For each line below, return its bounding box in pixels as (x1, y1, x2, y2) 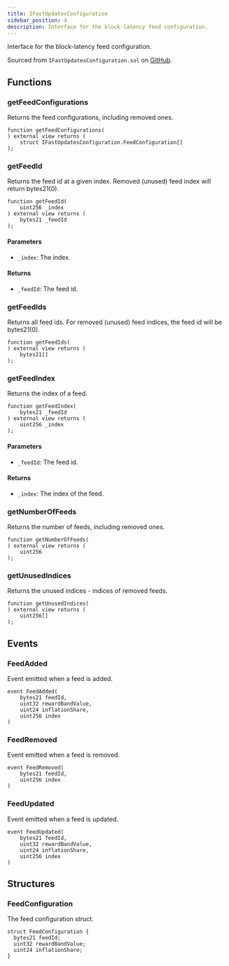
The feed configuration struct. (7, 915, 94, 923)
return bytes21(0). (7, 185, 60, 193)
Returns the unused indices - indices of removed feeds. (7, 587, 168, 595)
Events (7, 638, 39, 650)
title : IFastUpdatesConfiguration (7, 10, 109, 17)
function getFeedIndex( (7, 403, 77, 410)
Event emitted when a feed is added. (7, 675, 113, 683)
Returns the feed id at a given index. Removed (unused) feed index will (7, 177, 211, 185)
